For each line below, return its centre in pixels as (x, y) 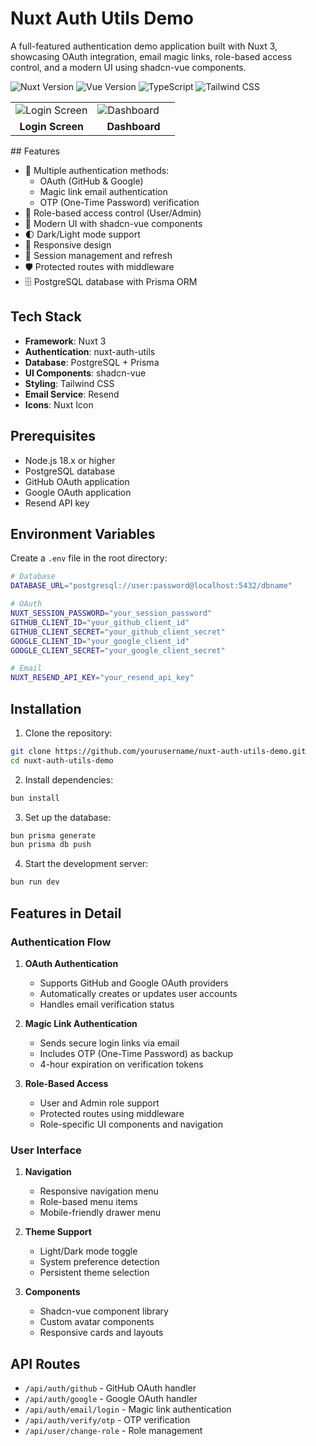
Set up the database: (68, 817)
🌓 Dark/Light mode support (82, 234)
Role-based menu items (88, 1202)
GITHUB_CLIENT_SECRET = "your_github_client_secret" (118, 632)
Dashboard (133, 126)
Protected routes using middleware (112, 1113)
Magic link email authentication (103, 191)
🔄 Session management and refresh (98, 255)
